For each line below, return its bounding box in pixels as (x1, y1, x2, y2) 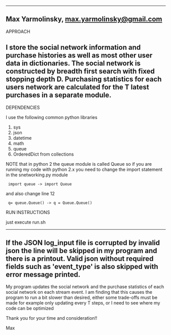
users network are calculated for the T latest (6, 83, 149, 92)
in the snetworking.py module (6, 171, 68, 178)
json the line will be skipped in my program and (6, 247, 157, 255)
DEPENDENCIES (6, 104, 40, 110)
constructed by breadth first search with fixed (6, 67, 155, 76)
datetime (13, 135, 32, 141)
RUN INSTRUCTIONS (6, 209, 50, 215)
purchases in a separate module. (6, 91, 112, 100)
